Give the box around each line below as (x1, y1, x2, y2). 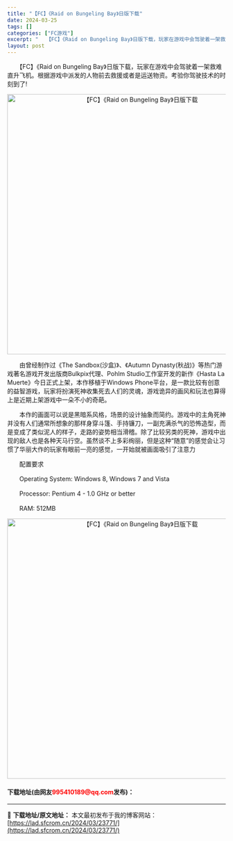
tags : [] (7, 23, 33, 30)
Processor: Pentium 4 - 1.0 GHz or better (19, 489, 136, 498)
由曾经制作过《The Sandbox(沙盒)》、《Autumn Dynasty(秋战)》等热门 (19, 361, 217, 369)
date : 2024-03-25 (7, 17, 58, 24)
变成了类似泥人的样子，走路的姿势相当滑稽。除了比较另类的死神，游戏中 (12, 428, 220, 436)
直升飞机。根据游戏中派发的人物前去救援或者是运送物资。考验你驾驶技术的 (7, 71, 220, 79)
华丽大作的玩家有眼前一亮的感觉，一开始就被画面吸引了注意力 (19, 446, 196, 453)
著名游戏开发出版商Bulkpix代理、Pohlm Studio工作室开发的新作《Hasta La (12, 370, 225, 377)
